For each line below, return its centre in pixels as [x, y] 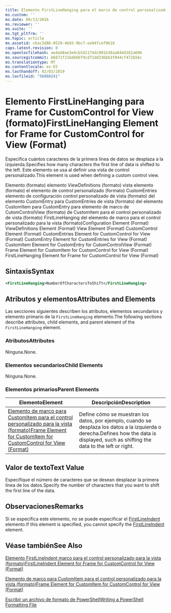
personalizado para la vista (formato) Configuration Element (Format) [77, 223]
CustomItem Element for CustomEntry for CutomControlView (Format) [79, 245]
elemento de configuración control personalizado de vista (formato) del [80, 196]
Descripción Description [121, 403]
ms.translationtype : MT [31, 62]
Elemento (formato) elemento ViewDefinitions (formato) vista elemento [79, 185]
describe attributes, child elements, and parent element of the [70, 322]
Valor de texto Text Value [45, 468]
